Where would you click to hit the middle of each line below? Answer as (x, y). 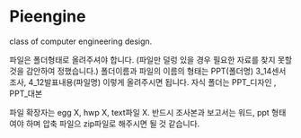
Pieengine (48, 17)
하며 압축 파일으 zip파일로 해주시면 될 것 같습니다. (113, 124)
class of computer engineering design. (81, 41)
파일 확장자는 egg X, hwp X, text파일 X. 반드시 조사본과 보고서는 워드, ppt (139, 112)
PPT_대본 (26, 93)
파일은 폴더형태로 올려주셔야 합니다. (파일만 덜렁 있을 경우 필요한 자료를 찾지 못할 (151, 59)
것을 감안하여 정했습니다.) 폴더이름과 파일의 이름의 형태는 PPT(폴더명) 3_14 (141, 71)
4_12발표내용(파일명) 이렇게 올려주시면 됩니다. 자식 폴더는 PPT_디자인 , (152, 82)
